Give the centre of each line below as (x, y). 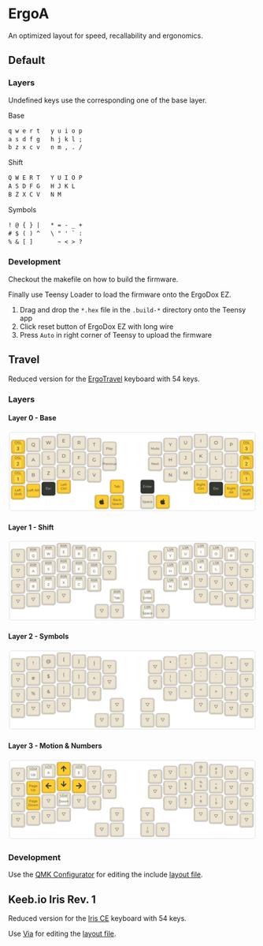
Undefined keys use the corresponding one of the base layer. (107, 100)
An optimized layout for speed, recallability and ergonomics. (106, 36)
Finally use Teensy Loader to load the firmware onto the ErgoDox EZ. (120, 294)
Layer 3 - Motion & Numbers (55, 746)
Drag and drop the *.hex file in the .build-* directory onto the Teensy (133, 309)
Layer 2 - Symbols (39, 637)
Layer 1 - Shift (31, 527)
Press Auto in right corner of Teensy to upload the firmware (116, 335)
